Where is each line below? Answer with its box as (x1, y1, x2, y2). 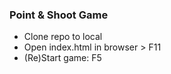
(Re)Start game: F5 (23, 52, 102, 64)
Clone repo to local (23, 31, 103, 43)
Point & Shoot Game (9, 8, 109, 22)
